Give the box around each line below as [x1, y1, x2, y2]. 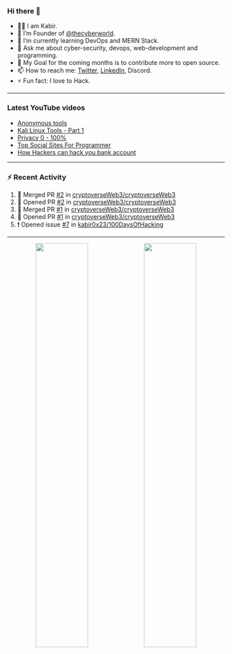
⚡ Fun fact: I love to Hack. [17, 77, 91, 85]
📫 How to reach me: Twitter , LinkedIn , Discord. [17, 66, 152, 75]
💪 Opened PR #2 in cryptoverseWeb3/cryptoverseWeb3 [17, 198, 176, 206]
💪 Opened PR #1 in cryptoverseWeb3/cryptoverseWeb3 [17, 212, 175, 220]
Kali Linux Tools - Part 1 [17, 126, 84, 134]
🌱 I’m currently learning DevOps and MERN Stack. [17, 37, 159, 45]
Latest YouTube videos [7, 103, 86, 113]
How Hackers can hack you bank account [17, 148, 137, 156]
